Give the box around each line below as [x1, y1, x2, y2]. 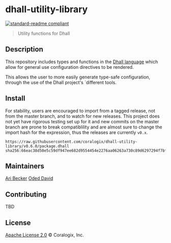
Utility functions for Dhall [17, 30, 70, 36]
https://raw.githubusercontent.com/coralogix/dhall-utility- [5, 139, 138, 144]
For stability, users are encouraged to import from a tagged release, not [5, 107, 155, 114]
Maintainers [5, 161, 45, 170]
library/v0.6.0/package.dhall [5, 144, 70, 149]
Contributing [5, 190, 47, 199]
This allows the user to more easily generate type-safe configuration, [5, 74, 151, 80]
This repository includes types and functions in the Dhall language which [5, 59, 158, 65]
